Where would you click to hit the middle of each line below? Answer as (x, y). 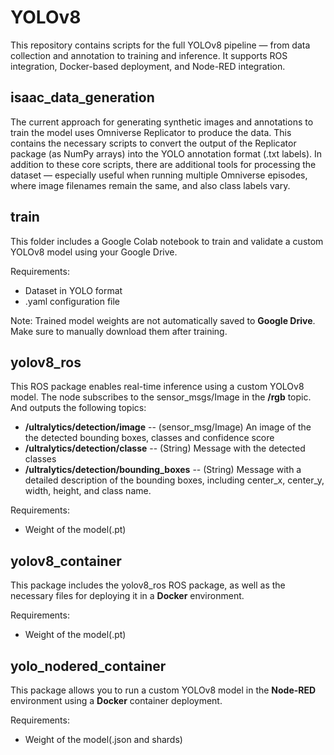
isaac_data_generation (82, 97)
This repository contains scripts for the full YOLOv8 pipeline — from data (160, 45)
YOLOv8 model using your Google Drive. (94, 252)
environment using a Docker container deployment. (116, 700)
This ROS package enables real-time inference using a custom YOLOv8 (157, 387)
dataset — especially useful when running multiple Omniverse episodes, (159, 175)
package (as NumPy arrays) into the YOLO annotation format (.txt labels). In (166, 153)
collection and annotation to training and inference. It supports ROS (149, 55)
